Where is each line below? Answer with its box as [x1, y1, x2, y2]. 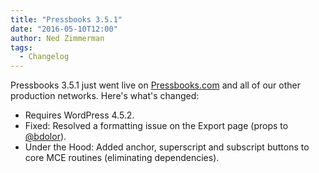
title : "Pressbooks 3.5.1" [10, 14, 123, 25]
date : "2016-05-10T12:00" [10, 24, 118, 34]
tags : [10, 42, 33, 53]
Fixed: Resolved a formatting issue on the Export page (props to [24, 120, 289, 132]
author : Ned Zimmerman [10, 33, 105, 43]
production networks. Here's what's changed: [10, 90, 200, 102]
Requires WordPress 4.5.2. [24, 109, 135, 121]
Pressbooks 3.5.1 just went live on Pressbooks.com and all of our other [10, 79, 301, 91]
